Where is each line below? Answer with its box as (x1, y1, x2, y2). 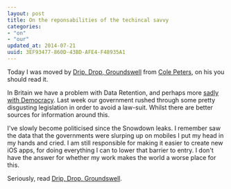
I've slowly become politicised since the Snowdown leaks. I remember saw (7, 124, 221, 132)
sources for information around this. (7, 110, 110, 118)
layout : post (7, 10, 45, 17)
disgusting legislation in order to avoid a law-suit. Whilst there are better (7, 103, 214, 111)
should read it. (7, 75, 49, 83)
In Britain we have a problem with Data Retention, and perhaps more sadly (7, 88, 219, 97)
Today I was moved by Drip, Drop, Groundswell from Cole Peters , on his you (7, 67, 225, 76)
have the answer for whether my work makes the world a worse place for (7, 153, 216, 161)
